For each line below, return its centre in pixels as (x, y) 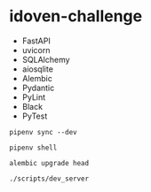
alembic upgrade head (49, 163)
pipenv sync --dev (43, 132)
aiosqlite (37, 69)
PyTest (35, 116)
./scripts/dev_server (49, 179)
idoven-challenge (76, 16)
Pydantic (38, 88)
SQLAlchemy (46, 59)
